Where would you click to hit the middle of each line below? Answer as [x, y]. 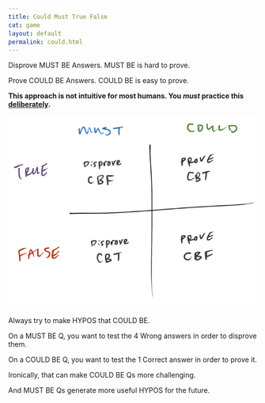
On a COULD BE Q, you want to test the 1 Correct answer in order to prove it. [132, 359]
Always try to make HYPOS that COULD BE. [79, 320]
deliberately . [30, 105]
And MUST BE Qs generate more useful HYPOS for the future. [109, 390]
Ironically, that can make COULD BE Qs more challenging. [102, 374]
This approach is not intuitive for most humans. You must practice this [126, 96]
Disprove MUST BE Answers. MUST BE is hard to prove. [99, 65]
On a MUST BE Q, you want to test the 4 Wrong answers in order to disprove [132, 336]
